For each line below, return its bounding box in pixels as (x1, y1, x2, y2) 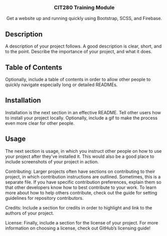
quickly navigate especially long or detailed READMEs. (5, 82, 118, 88)
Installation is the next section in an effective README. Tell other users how (5, 109, 161, 115)
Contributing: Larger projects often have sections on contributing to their (5, 168, 155, 174)
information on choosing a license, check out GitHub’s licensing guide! (5, 225, 151, 231)
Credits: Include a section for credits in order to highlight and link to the (5, 204, 152, 210)
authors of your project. (5, 210, 54, 216)
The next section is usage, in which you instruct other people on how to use (5, 148, 162, 154)
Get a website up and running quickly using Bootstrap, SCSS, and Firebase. (7, 16, 162, 22)
